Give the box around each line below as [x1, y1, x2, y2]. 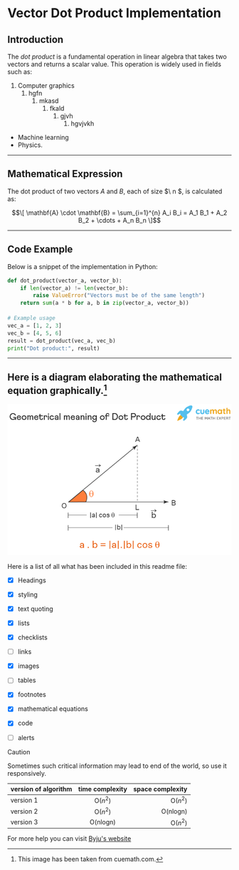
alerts [17, 733, 35, 742]
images [17, 662, 40, 670]
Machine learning [17, 133, 69, 141]
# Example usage [7, 315, 55, 322]
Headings [17, 576, 46, 585]
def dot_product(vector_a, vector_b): [7, 277, 122, 284]
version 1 [10, 796, 38, 804]
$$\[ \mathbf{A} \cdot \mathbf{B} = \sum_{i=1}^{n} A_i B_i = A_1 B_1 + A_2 [11, 208, 228, 217]
